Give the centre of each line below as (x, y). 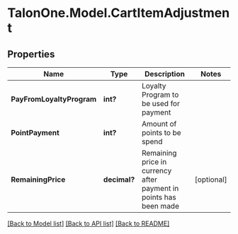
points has (159, 197)
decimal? (119, 180)
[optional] (211, 180)
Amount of (159, 124)
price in (154, 162)
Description (165, 74)
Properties (31, 54)
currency (157, 171)
